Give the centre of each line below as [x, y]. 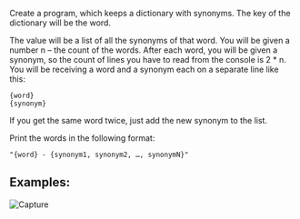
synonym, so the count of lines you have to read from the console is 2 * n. [148, 60]
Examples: [40, 182]
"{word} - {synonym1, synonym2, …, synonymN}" [99, 154]
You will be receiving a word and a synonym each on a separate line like [144, 69]
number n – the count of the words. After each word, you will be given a [144, 50]
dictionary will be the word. [60, 23]
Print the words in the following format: [82, 138]
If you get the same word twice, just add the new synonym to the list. [139, 120]
